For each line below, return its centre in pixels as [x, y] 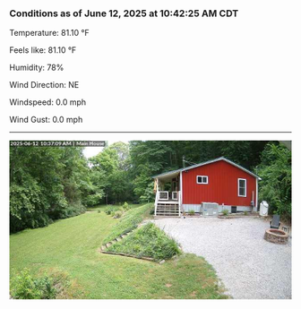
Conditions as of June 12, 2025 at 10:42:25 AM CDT [124, 13]
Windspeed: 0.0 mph [48, 102]
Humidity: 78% [37, 68]
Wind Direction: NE [44, 85]
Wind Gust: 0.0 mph [46, 120]
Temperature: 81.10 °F [49, 33]
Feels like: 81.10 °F [43, 50]
